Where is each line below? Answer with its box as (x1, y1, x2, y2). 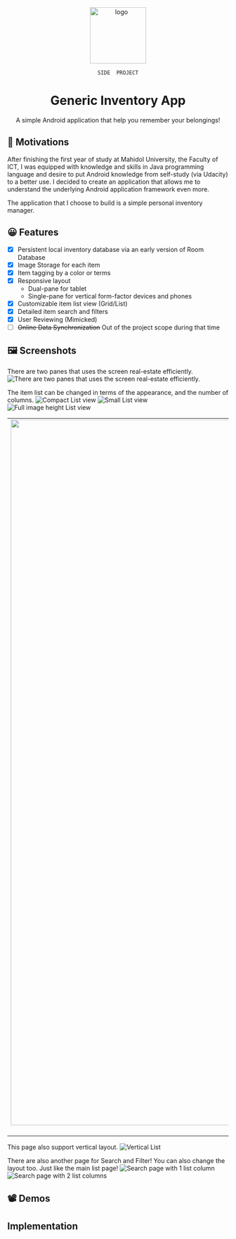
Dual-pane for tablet (27, 284, 87, 293)
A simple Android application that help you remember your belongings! (15, 115, 221, 124)
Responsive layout (17, 276, 71, 284)
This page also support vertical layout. (7, 1143, 118, 1151)
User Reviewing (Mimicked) (17, 315, 98, 323)
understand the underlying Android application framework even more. (7, 184, 209, 193)
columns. (7, 396, 34, 404)
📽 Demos (7, 1193, 51, 1205)
